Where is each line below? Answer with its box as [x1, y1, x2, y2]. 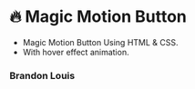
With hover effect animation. [22, 46, 129, 57]
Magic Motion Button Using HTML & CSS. [22, 36, 180, 47]
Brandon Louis [9, 69, 76, 82]
